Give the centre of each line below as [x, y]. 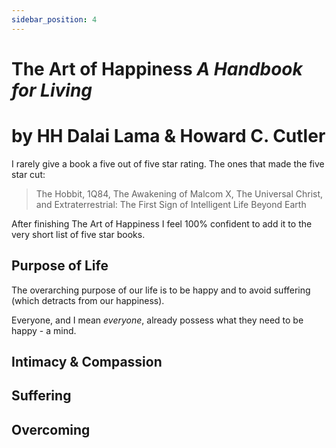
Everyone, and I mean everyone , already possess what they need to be [157, 320]
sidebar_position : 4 [54, 19]
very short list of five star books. [78, 234]
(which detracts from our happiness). [88, 300]
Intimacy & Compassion [87, 361]
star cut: [28, 174]
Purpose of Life [60, 266]
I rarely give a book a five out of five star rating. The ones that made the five [168, 163]
